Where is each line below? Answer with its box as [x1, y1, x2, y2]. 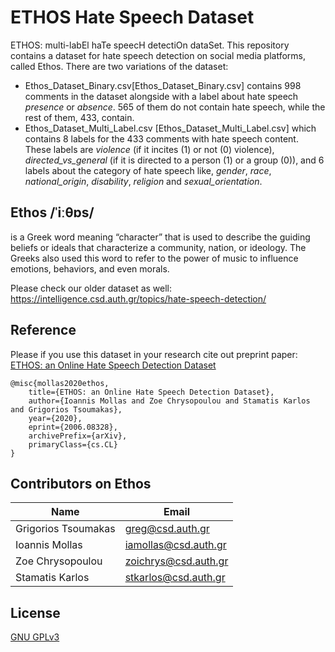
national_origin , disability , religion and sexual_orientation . [24, 175, 263, 187]
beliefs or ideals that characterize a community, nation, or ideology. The [10, 241, 307, 253]
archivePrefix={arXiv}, [28, 431, 128, 441]
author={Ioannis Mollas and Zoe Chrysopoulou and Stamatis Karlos [28, 396, 311, 406]
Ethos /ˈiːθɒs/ [10, 204, 95, 221]
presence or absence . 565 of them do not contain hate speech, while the [24, 101, 326, 113]
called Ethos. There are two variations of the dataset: [10, 60, 229, 72]
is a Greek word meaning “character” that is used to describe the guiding [10, 231, 311, 243]
